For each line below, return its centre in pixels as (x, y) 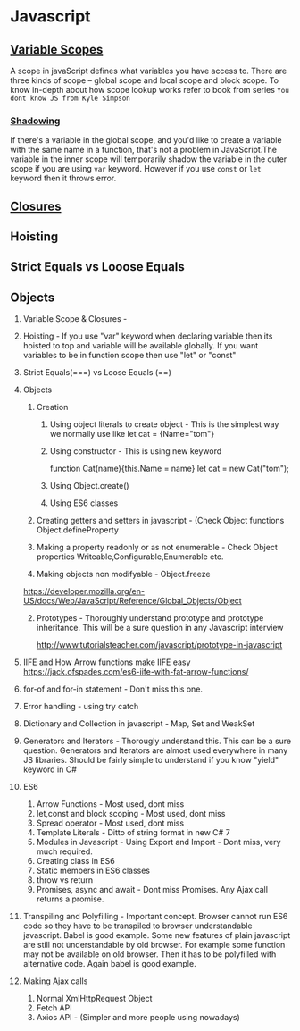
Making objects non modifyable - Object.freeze (123, 574)
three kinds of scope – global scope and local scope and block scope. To (145, 80)
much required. (64, 851)
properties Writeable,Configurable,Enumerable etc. (130, 557)
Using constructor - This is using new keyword (136, 451)
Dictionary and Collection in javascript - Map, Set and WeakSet (139, 724)
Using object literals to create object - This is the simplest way (164, 424)
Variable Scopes (57, 50)
